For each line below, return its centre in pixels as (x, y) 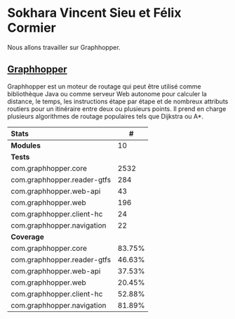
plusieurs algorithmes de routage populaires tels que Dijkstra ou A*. (106, 116)
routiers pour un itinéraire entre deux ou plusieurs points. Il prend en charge (117, 109)
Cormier (32, 28)
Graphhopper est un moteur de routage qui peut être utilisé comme (104, 86)
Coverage (27, 237)
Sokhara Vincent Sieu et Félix (94, 13)
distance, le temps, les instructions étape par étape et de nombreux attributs (118, 101)
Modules (26, 145)
